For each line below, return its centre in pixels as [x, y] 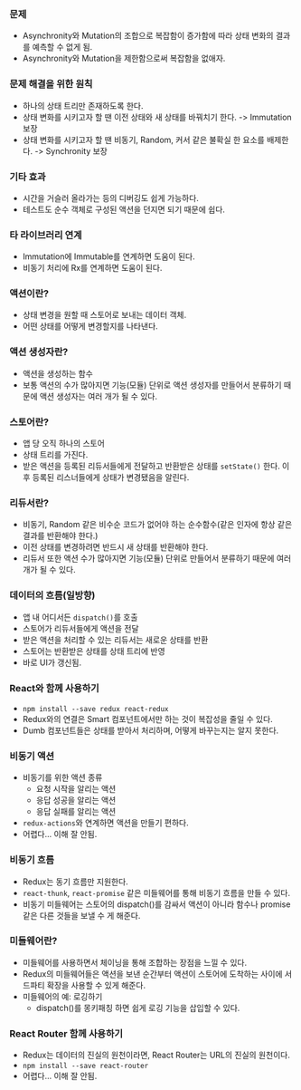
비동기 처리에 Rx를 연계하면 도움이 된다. [92, 268]
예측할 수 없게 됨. [62, 47]
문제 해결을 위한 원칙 [51, 84]
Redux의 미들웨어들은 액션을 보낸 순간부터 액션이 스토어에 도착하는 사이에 [152, 974]
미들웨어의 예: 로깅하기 [62, 996]
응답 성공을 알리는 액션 [76, 800]
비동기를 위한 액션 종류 [62, 777]
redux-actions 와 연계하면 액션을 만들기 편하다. [105, 823]
